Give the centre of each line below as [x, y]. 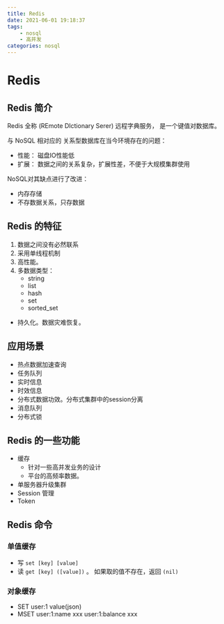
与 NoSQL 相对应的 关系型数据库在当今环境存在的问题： [87, 141]
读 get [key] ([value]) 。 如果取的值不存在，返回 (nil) [98, 572]
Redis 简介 [30, 107]
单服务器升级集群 [42, 485]
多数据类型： [35, 270]
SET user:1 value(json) [49, 607]
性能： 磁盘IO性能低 [46, 155]
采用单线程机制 [39, 253]
